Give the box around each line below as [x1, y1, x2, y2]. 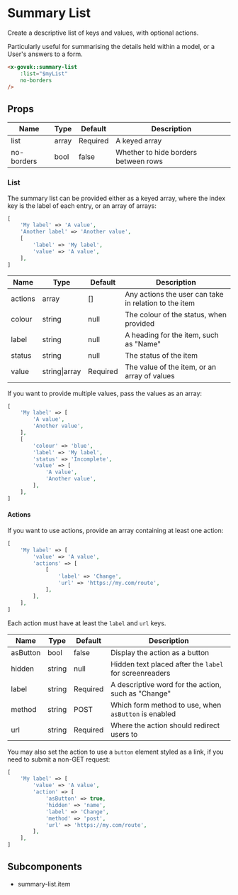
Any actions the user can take [125, 289, 225, 299]
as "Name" [125, 339, 161, 348]
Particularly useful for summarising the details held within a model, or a [7, 42, 215, 50]
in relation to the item [125, 298, 195, 308]
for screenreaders [110, 668, 171, 678]
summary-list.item [17, 879, 71, 888]
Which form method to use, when [110, 700, 222, 710]
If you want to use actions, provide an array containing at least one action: [7, 526, 224, 534]
